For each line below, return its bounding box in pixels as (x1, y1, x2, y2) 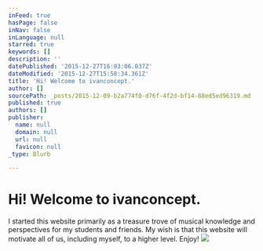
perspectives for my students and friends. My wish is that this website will (8, 225, 247, 235)
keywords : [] (8, 48, 51, 56)
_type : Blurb (8, 150, 51, 158)
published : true (8, 99, 61, 107)
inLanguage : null (8, 33, 65, 42)
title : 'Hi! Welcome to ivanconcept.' (8, 77, 135, 85)
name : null (15, 121, 51, 129)
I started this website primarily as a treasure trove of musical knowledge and (8, 216, 255, 226)
